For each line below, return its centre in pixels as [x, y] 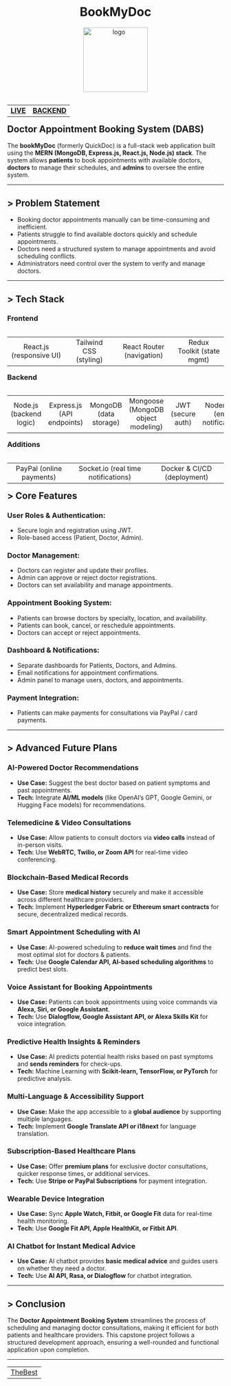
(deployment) [187, 477]
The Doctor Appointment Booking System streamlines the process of [107, 1321]
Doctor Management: [44, 555]
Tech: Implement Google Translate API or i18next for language [107, 1126]
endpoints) [66, 423]
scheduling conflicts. [47, 256]
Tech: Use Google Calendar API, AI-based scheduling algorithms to [115, 962]
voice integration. [42, 1024]
